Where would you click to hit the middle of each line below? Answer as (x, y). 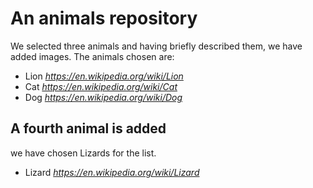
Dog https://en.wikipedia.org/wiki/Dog (103, 97)
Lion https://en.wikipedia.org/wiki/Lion (104, 76)
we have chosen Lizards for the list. (83, 153)
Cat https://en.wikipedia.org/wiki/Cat (101, 86)
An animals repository (104, 18)
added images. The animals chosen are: (92, 56)
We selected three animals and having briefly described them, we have (156, 46)
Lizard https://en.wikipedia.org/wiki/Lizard (112, 172)
